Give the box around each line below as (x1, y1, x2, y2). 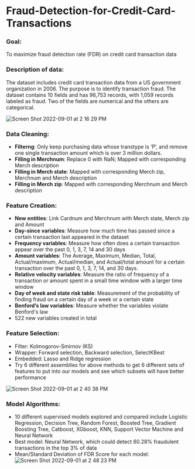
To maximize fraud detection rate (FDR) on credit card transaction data (6, 51, 177, 58)
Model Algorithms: (6, 400, 60, 408)
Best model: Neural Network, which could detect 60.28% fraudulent (14, 438, 179, 445)
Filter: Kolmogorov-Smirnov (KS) (14, 342, 93, 350)
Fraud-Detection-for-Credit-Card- (6, 4, 176, 18)
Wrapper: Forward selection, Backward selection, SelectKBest (14, 349, 165, 356)
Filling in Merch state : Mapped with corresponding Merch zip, (14, 168, 165, 176)
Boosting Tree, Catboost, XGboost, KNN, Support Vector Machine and (14, 426, 183, 433)
